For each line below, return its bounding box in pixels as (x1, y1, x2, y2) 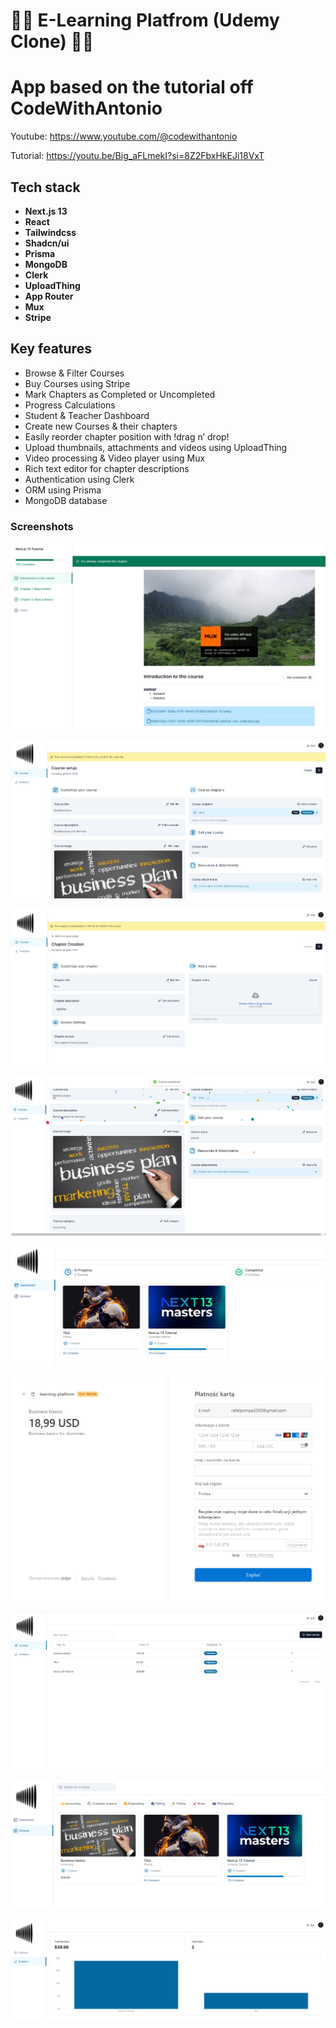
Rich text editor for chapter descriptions (24, 462, 190, 474)
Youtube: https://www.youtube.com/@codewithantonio (10, 130, 238, 143)
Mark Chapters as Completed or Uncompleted (24, 388, 216, 400)
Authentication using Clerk (24, 473, 135, 485)
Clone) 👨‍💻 (10, 30, 95, 53)
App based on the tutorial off (10, 76, 254, 99)
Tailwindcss (24, 226, 77, 238)
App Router (24, 290, 74, 302)
